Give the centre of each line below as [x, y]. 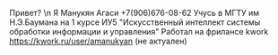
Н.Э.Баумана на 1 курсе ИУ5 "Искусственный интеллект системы [135, 22]
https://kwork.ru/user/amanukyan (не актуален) [98, 41]
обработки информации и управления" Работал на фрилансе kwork [139, 31]
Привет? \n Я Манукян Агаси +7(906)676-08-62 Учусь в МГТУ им [135, 13]
